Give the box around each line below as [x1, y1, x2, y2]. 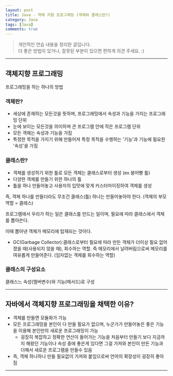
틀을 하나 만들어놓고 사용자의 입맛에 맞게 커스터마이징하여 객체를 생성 [12, 182, 152, 188]
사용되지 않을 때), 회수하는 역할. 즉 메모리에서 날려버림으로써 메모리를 [28, 245, 167, 252]
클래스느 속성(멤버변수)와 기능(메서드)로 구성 [5, 278, 95, 284]
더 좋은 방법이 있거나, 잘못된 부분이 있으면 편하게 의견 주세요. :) [18, 48, 145, 54]
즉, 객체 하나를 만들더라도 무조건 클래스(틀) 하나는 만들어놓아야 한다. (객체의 [5, 193, 157, 200]
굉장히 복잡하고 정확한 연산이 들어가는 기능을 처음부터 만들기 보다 [20, 334, 151, 340]
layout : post [5, 7, 33, 13]
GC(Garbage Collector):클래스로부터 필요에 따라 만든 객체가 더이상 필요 [12, 239, 158, 245]
